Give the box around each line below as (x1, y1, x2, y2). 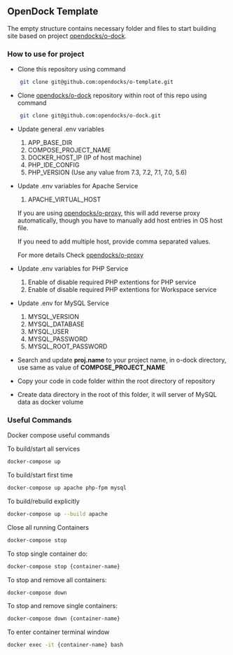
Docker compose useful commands (7, 431, 110, 439)
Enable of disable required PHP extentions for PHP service (27, 278, 197, 286)
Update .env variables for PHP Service (17, 264, 129, 272)
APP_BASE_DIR (27, 138, 72, 146)
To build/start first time (7, 471, 73, 479)
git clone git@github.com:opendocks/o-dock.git (20, 112, 161, 119)
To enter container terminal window (7, 628, 110, 636)
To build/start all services (7, 444, 80, 453)
